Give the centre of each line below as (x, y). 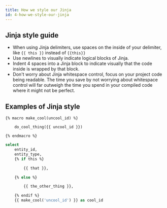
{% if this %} (29, 159)
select (12, 145)
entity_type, (28, 154)
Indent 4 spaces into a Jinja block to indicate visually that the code (82, 63)
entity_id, (26, 150)
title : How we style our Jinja (38, 10)
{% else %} (26, 177)
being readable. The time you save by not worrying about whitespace (85, 80)
